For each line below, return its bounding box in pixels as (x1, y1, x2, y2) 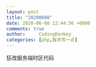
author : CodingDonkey (6, 31, 71, 37)
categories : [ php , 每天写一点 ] (6, 37, 78, 43)
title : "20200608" (6, 14, 53, 21)
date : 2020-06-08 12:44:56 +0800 (6, 20, 91, 26)
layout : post (6, 8, 39, 15)
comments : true (6, 25, 45, 32)
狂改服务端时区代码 (6, 54, 54, 61)
